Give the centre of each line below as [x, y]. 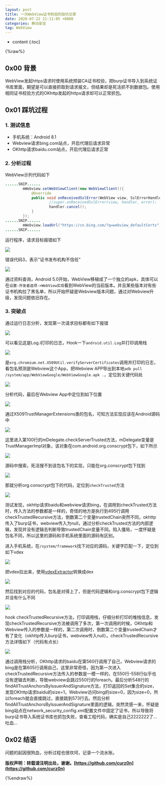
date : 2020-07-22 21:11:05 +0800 [39, 19]
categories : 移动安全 [26, 23]
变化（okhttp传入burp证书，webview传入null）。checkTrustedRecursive [86, 635]
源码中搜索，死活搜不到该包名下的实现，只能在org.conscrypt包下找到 [75, 465]
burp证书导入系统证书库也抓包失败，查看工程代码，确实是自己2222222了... [81, 716]
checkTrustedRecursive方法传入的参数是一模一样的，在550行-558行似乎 [79, 673]
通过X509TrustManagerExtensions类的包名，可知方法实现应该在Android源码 [82, 414]
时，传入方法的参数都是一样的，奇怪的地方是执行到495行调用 [67, 511]
